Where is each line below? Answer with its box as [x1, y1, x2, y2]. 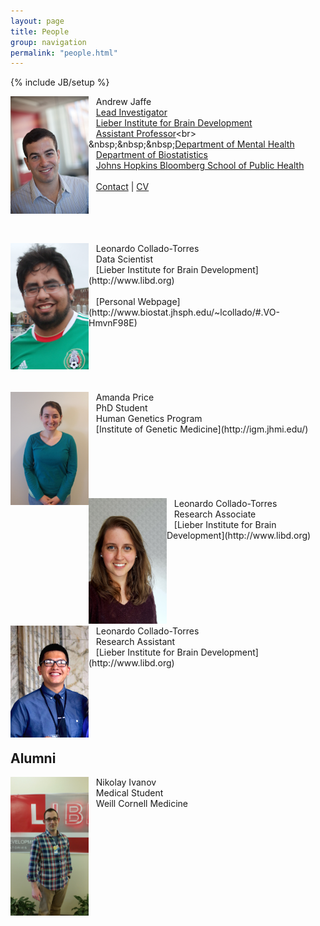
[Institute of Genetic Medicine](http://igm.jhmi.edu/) [95, 423, 309, 435]
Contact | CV [95, 181, 150, 193]
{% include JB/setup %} [10, 76, 110, 89]
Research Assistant [95, 636, 176, 648]
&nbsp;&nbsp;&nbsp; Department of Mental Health [88, 138, 295, 150]
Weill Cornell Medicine [95, 798, 189, 810]
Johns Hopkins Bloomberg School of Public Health [95, 160, 305, 172]
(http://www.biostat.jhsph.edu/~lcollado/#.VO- [88, 306, 280, 319]
